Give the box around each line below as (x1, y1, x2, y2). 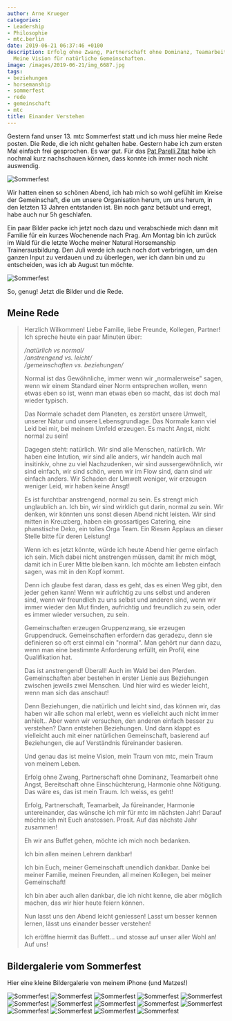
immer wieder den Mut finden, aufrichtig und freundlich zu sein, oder (23, 603, 221, 611)
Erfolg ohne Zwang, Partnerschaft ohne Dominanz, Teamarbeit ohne (23, 773, 219, 782)
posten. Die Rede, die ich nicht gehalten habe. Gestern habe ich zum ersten (7, 139, 222, 147)
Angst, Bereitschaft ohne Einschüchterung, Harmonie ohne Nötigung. (23, 780, 222, 789)
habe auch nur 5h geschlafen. (7, 210, 93, 219)
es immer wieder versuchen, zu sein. (23, 610, 130, 619)
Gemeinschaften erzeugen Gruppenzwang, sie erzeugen (23, 624, 186, 632)
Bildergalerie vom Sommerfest (7, 960, 142, 972)
